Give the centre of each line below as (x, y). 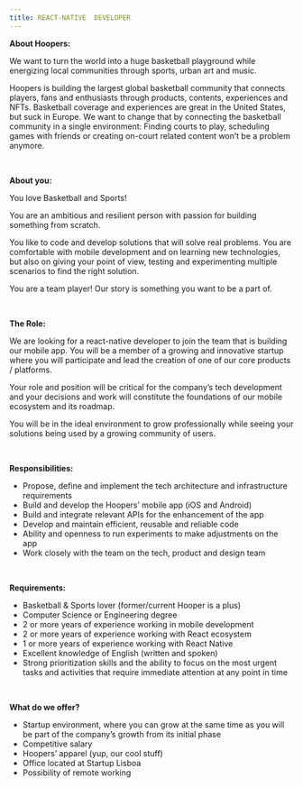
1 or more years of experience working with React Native (128, 643)
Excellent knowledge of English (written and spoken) (120, 653)
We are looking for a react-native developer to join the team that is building (148, 341)
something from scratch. (55, 224)
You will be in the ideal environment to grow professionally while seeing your (151, 424)
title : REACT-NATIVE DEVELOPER (70, 18)
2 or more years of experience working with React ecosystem (137, 634)
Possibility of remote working (77, 773)
